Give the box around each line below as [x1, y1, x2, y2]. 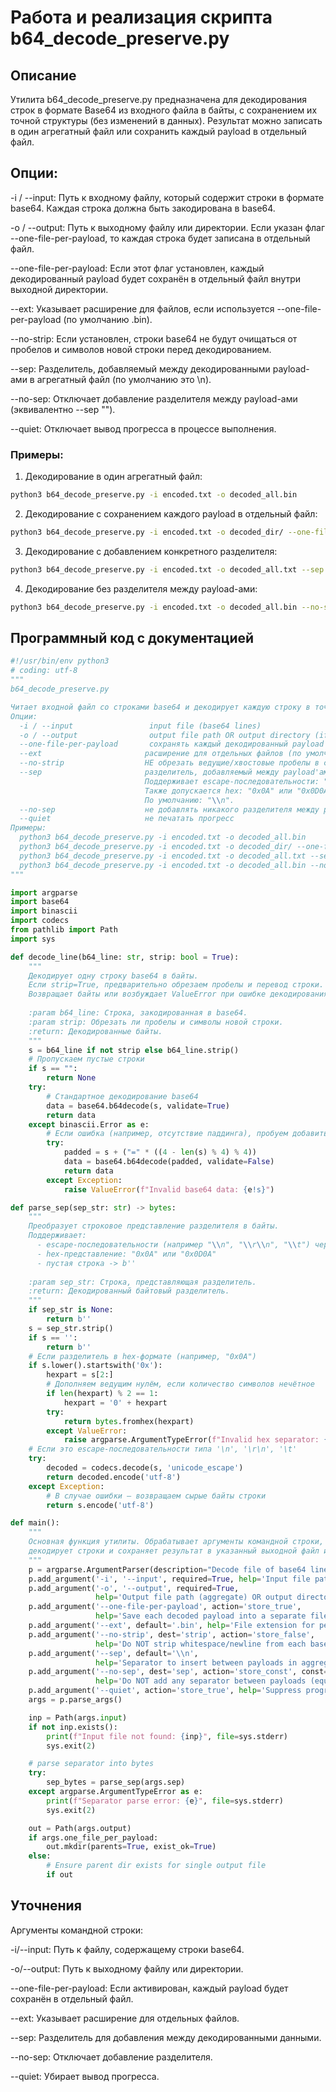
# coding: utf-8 [10, 666, 78, 676]
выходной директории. [10, 283, 109, 295]
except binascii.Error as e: [28, 1119, 150, 1130]
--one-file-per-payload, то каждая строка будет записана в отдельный [10, 232, 311, 244]
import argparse [10, 887, 78, 898]
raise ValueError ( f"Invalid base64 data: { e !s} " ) [63, 1184, 275, 1195]
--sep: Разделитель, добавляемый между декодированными [10, 362, 271, 375]
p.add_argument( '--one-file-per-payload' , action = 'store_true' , [28, 1602, 302, 1612]
